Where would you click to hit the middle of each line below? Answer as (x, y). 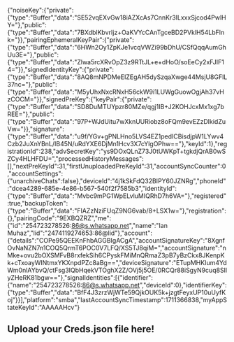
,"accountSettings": (35, 173)
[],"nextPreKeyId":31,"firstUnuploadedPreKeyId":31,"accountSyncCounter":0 (117, 166)
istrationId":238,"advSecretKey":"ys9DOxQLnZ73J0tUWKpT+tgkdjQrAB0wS (117, 151)
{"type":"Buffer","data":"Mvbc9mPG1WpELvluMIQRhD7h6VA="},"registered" (117, 196)
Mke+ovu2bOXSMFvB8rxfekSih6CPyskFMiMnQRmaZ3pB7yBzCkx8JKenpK (116, 255)
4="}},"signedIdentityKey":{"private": (60, 70)
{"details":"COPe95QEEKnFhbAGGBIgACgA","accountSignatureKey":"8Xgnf (116, 240)
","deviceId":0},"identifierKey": (183, 285)
